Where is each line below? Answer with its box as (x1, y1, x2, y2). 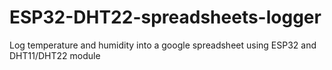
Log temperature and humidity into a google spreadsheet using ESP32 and (9, 39, 317, 51)
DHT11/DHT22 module (9, 49, 101, 61)
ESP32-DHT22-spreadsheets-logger (9, 6, 322, 29)
